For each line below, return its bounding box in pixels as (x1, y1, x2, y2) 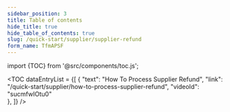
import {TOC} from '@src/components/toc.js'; (7, 62, 139, 70)
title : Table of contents (7, 17, 82, 24)
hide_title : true (7, 23, 58, 30)
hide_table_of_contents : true (7, 29, 95, 37)
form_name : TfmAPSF (7, 42, 64, 49)
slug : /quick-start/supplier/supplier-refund (7, 36, 141, 43)
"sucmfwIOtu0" (7, 90, 52, 98)
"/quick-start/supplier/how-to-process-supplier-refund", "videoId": (7, 83, 200, 90)
